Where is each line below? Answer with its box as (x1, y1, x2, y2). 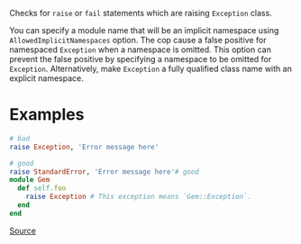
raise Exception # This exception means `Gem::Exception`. (25, 193, 252, 202)
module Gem (9, 176, 50, 185)
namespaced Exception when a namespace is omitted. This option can (9, 44, 272, 55)
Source (9, 225, 36, 236)
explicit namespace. (9, 73, 84, 84)
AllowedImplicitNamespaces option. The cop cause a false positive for (9, 35, 267, 45)
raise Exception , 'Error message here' (9, 142, 160, 151)
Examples (9, 104, 85, 125)
